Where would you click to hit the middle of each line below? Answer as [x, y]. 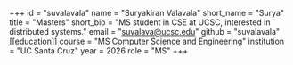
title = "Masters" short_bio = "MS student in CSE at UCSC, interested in [140, 22]
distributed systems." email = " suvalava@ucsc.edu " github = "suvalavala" [145, 32]
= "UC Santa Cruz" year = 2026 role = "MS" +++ [99, 51]
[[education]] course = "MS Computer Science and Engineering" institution [147, 41]
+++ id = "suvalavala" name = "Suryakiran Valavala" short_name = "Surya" [147, 13]
